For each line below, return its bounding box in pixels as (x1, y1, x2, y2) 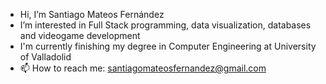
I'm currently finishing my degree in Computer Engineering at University (19, 40, 317, 52)
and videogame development (19, 30, 141, 41)
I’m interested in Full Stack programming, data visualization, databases (19, 19, 312, 31)
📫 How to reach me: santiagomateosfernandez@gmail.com (19, 62, 267, 74)
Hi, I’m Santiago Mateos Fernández (19, 9, 165, 20)
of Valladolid (19, 51, 72, 63)
